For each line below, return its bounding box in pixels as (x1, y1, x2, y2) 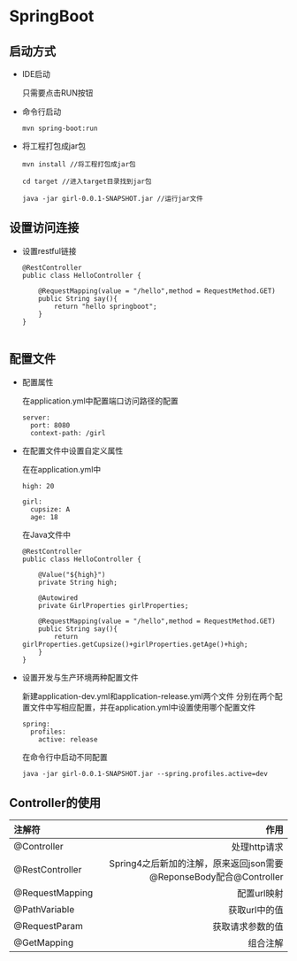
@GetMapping (13, 936, 74, 949)
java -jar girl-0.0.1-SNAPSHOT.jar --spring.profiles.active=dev (21, 769, 268, 778)
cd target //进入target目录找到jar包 (21, 177, 152, 186)
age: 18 (30, 512, 59, 521)
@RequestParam (13, 920, 84, 933)
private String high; (38, 578, 118, 587)
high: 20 (21, 481, 55, 490)
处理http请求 (231, 841, 284, 853)
